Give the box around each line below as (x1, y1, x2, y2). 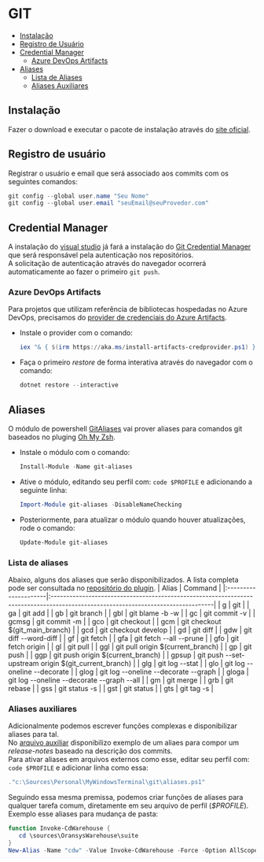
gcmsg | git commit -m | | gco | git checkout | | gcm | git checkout (8, 616, 222, 626)
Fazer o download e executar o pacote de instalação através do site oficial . (8, 124, 251, 134)
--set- (225, 650, 245, 660)
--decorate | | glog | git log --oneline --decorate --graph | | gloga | (33, 667, 249, 676)
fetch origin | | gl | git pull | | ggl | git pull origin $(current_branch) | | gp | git (8, 642, 252, 651)
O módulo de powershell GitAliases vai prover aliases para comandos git (8, 424, 243, 433)
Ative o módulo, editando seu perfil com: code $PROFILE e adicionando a (19, 477, 253, 486)
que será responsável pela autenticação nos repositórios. (8, 250, 194, 260)
